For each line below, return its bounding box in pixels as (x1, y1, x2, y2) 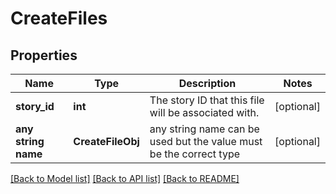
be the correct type (149, 147, 241, 161)
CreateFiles (10, 7, 108, 30)
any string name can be (149, 122, 260, 136)
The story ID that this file (149, 93, 265, 107)
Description (178, 77, 237, 90)
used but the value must (149, 135, 263, 148)
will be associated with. (149, 106, 260, 119)
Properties (10, 47, 78, 64)
